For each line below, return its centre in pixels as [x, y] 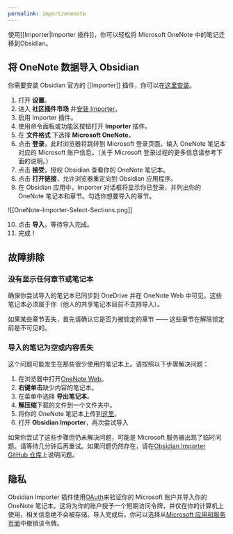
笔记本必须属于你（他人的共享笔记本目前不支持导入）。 [86, 304]
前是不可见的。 [29, 328]
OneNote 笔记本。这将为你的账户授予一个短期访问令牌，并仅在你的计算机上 [116, 506]
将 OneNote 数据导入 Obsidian [74, 67]
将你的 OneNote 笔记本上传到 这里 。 [69, 414]
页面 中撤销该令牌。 [35, 524]
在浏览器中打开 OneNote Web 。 [63, 379]
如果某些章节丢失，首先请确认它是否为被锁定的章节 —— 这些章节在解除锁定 [116, 319]
